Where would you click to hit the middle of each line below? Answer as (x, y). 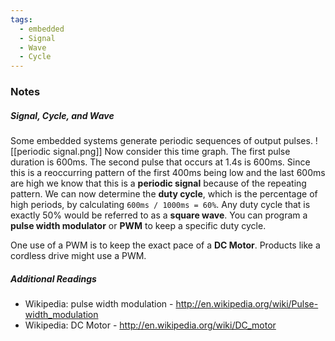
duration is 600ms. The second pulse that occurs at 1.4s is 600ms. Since (160, 162)
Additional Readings (53, 278)
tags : (21, 19)
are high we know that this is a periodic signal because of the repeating (158, 183)
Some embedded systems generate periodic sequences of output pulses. (161, 141)
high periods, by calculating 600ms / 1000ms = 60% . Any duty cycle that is (160, 205)
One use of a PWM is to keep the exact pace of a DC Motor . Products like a (165, 245)
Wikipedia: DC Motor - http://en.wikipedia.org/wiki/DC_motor (150, 325)
